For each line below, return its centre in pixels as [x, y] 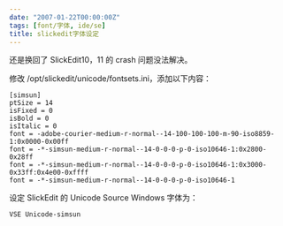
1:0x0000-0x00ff [39, 142]
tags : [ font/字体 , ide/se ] [57, 26]
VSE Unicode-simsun [45, 215]
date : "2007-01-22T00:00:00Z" [65, 17]
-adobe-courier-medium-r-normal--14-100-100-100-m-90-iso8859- [156, 134]
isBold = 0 [29, 119]
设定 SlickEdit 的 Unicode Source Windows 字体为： [104, 198]
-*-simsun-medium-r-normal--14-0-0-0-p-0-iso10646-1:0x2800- [152, 150]
